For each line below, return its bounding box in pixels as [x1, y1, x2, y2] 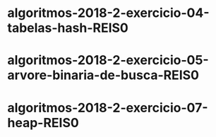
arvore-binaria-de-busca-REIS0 [7, 67, 200, 83]
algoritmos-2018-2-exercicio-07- [7, 100, 208, 116]
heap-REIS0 [7, 114, 79, 131]
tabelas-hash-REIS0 [7, 20, 128, 36]
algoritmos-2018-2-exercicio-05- [7, 52, 210, 68]
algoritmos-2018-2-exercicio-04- [7, 5, 210, 21]
